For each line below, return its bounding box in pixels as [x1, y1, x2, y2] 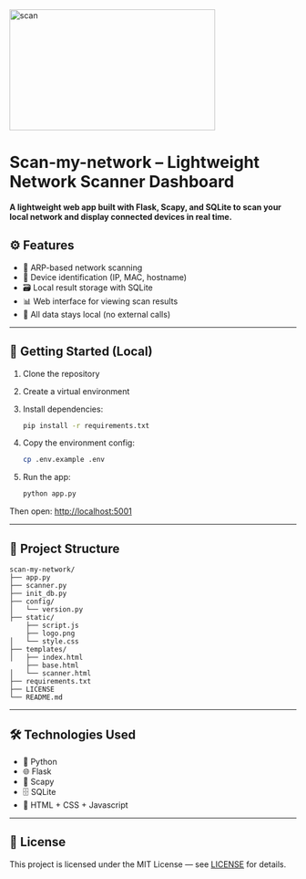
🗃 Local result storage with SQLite [22, 282, 153, 293]
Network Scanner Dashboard [9, 172, 235, 193]
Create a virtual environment [22, 385, 130, 396]
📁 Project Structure [9, 540, 120, 556]
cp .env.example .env [22, 455, 105, 465]
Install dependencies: [22, 403, 104, 414]
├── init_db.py [9, 589, 67, 598]
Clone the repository [22, 368, 100, 379]
